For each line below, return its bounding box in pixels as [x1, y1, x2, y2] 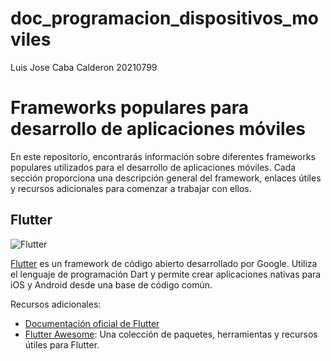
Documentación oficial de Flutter [24, 317, 160, 329]
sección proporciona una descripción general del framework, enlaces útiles [10, 172, 322, 184]
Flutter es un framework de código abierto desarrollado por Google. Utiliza [10, 257, 318, 269]
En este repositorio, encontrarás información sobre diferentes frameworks [10, 150, 316, 162]
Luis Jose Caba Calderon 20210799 [10, 61, 158, 73]
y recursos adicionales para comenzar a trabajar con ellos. [10, 182, 252, 194]
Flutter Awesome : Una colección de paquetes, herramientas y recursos [24, 328, 318, 340]
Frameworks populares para [10, 97, 249, 119]
